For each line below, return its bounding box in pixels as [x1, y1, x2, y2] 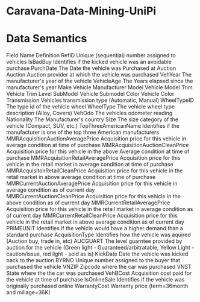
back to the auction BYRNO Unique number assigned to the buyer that [6, 257, 181, 264]
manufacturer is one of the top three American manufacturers [6, 128, 160, 136]
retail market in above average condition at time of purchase [6, 174, 156, 181]
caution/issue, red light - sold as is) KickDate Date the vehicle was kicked [6, 250, 189, 257]
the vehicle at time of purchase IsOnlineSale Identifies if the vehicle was [6, 276, 185, 283]
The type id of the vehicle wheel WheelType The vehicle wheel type [6, 103, 175, 110]
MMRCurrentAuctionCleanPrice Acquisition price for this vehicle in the [6, 193, 181, 200]
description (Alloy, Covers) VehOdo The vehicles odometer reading [6, 110, 173, 117]
